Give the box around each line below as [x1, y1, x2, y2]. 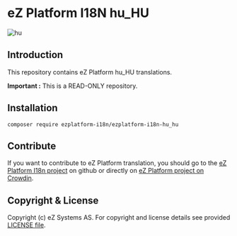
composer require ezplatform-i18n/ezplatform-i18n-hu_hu [7, 120, 179, 128]
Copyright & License [7, 194, 99, 206]
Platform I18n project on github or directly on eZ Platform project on [7, 167, 204, 175]
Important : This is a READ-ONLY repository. [7, 82, 138, 90]
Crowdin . [7, 174, 34, 182]
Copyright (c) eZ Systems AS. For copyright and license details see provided [7, 213, 231, 222]
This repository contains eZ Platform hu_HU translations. [7, 67, 172, 76]
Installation [7, 102, 58, 114]
